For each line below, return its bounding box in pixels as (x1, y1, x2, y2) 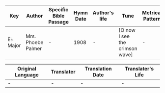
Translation (84, 66, 112, 72)
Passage (48, 19, 69, 25)
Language (14, 71, 39, 78)
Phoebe (25, 39, 44, 46)
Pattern (143, 16, 161, 22)
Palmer (25, 45, 42, 52)
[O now (118, 27, 136, 33)
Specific (48, 6, 69, 13)
